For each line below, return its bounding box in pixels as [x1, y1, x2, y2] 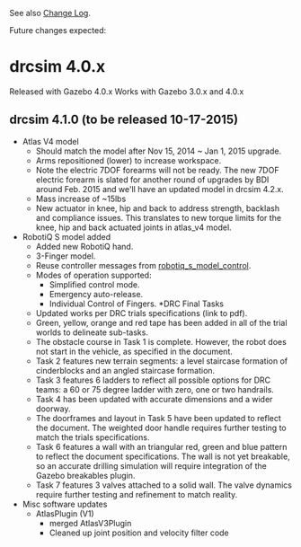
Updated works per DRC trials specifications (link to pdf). [35, 307, 248, 318]
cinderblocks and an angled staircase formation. [35, 365, 216, 375]
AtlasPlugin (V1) [35, 507, 94, 519]
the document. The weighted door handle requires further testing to [35, 422, 287, 433]
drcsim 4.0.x [9, 57, 106, 77]
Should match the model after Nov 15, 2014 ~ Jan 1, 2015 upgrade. [35, 146, 281, 156]
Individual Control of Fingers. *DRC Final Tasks [49, 298, 225, 309]
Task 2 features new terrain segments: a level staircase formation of [35, 355, 288, 366]
